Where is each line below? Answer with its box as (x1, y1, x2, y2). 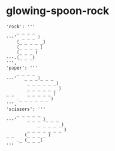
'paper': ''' (6, 65, 38, 71)
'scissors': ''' (6, 106, 46, 112)
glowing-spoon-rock (6, 4, 110, 18)
